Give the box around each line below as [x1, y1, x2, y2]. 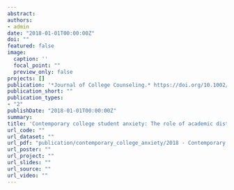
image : [7, 49, 26, 56]
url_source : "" [7, 165, 52, 173]
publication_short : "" [7, 88, 73, 95]
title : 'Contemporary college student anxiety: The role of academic [7, 120, 214, 127]
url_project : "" [7, 152, 54, 160]
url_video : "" [7, 172, 49, 179]
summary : [7, 113, 33, 120]
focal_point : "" [13, 62, 61, 69]
